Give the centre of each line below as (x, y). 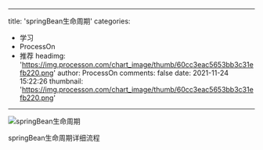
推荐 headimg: (43, 56)
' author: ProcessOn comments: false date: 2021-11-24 (141, 73)
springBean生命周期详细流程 (54, 138)
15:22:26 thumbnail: (51, 81)
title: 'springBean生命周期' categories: (69, 21)
